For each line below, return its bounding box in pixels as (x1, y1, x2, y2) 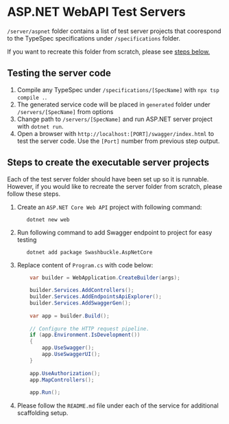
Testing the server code (7, 67, 112, 79)
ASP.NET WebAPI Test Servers (7, 4, 186, 20)
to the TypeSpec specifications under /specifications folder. (7, 34, 180, 42)
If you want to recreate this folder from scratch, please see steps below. (7, 47, 210, 56)
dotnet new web (26, 216, 70, 223)
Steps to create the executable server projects (7, 157, 210, 168)
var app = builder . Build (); (29, 312, 110, 320)
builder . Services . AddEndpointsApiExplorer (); (29, 293, 162, 300)
